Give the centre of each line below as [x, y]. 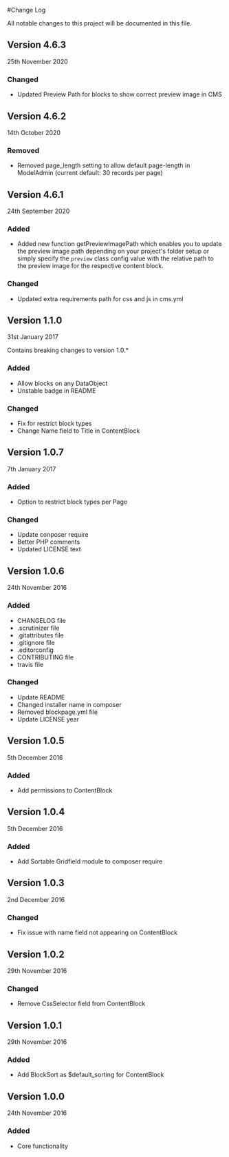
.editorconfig [35, 650]
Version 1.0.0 [36, 1096]
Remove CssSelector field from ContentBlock [81, 1004]
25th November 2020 [38, 61]
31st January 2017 [33, 337]
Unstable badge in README [56, 390]
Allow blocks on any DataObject [62, 383]
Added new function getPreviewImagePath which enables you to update [119, 244]
